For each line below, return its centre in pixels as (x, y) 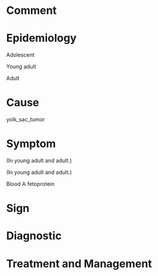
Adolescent (21, 55)
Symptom (31, 144)
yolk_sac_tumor (26, 120)
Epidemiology (42, 38)
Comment (32, 11)
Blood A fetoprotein (30, 184)
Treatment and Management (79, 264)
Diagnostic (34, 236)
